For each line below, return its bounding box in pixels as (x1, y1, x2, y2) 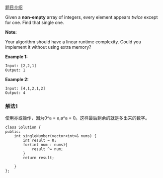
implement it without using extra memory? (5, 44, 91, 50)
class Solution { (5, 125, 41, 130)
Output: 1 (5, 68, 26, 73)
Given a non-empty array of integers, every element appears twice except (5, 14, 158, 20)
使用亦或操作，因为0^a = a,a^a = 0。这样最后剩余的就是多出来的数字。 (5, 115, 150, 121)
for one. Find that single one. (5, 19, 64, 25)
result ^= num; (31, 147, 64, 152)
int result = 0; (23, 138, 57, 143)
